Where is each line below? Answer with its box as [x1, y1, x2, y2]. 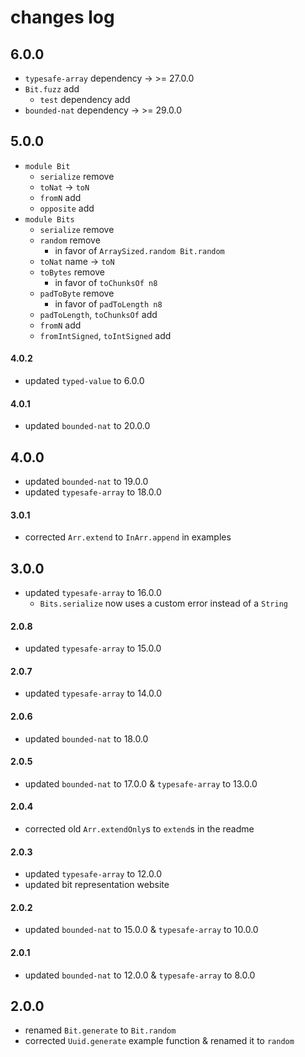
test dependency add [39, 94, 131, 105]
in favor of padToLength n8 [54, 297, 163, 310]
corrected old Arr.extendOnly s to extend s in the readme [24, 823, 255, 835]
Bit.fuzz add [24, 83, 80, 95]
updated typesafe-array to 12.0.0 [24, 868, 163, 880]
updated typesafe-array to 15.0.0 [24, 642, 162, 655]
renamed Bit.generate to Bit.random [24, 1024, 177, 1036]
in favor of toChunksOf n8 [54, 276, 158, 288]
